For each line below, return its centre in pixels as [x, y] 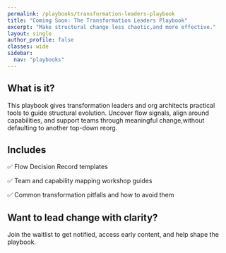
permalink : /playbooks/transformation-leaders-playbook [91, 14]
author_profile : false [41, 40]
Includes [27, 150]
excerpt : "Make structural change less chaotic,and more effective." [112, 27]
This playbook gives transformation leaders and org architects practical [111, 105]
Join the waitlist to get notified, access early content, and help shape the [113, 235]
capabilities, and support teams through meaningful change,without [106, 120]
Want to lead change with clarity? [83, 217]
